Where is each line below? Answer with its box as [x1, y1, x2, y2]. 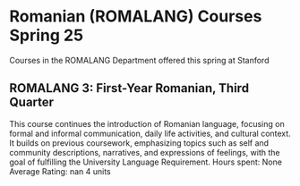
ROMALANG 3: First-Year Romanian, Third [9, 80, 249, 96]
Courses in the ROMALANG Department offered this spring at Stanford [9, 55, 270, 65]
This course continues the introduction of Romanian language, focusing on [9, 118, 285, 129]
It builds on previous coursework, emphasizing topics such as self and [9, 137, 270, 148]
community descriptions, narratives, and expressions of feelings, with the [9, 147, 280, 157]
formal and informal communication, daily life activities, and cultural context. [9, 128, 291, 139]
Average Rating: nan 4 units [9, 165, 111, 176]
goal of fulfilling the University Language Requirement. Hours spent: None [9, 156, 282, 167]
